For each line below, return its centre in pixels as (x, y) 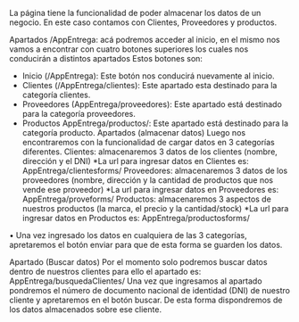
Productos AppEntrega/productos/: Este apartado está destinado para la (155, 123)
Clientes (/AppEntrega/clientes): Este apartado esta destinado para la (149, 85)
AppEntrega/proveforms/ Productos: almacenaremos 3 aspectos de (147, 199)
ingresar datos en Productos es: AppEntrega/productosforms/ (136, 218)
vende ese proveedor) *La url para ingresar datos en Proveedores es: (150, 190)
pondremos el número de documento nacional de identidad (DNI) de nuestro (149, 290)
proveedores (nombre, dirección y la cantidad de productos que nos (148, 180)
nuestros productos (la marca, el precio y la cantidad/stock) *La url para (155, 208)
